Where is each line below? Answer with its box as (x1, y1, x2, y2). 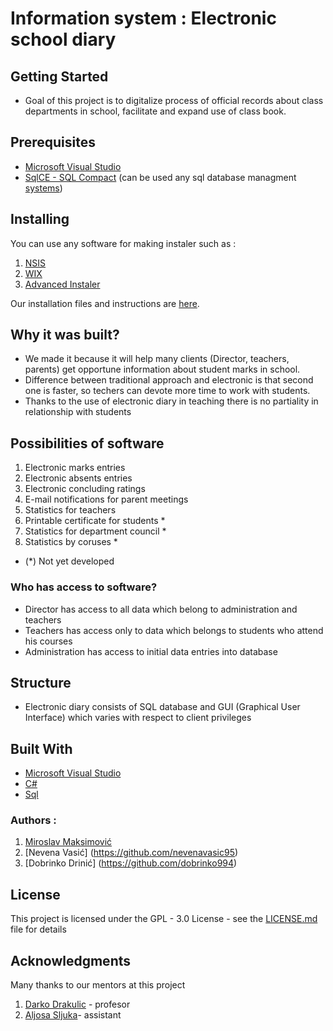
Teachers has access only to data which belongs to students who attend (24, 624, 324, 636)
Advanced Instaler (24, 278, 101, 290)
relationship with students (24, 406, 132, 418)
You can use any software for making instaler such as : (10, 237, 237, 249)
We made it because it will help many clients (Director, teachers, (24, 353, 290, 365)
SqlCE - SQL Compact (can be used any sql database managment (24, 171, 297, 183)
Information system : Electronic (10, 7, 277, 30)
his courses (24, 635, 73, 647)
